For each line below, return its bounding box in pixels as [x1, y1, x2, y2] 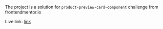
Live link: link [5, 19, 31, 24]
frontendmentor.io [5, 9, 41, 15]
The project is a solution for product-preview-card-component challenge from [5, 4, 159, 10]
